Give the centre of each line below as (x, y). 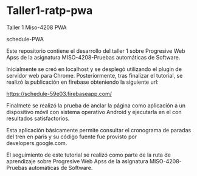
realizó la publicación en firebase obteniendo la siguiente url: (83, 82)
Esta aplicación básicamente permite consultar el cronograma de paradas (99, 130)
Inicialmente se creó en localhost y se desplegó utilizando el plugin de (94, 69)
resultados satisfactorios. (38, 118)
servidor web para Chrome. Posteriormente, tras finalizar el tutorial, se (95, 75)
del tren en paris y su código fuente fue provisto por (72, 137)
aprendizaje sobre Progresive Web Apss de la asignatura (77, 161)
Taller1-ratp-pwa (50, 11)
